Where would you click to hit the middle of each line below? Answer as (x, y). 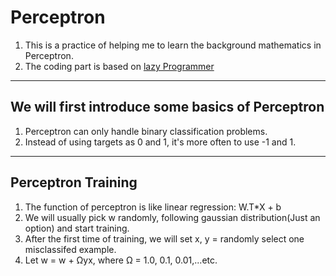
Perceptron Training (74, 182)
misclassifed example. (70, 249)
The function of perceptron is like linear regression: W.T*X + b (153, 207)
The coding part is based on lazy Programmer (119, 66)
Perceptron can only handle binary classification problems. (146, 131)
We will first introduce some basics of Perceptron (167, 107)
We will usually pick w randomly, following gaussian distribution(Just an (172, 217)
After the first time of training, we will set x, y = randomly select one (164, 238)
